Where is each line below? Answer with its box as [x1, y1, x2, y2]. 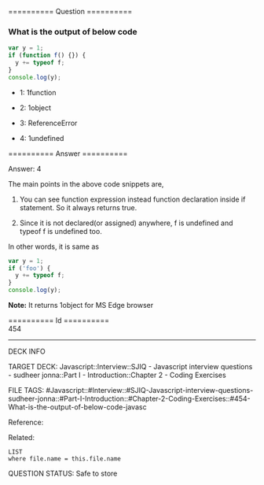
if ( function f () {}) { [8, 51, 86, 60]
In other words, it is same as [8, 242, 100, 251]
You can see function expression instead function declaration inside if [19, 194, 246, 204]
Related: [8, 433, 35, 442]
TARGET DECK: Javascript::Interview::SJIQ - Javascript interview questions [8, 362, 253, 372]
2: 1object [19, 102, 52, 113]
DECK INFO [8, 346, 46, 357]
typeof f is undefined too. [19, 226, 102, 235]
